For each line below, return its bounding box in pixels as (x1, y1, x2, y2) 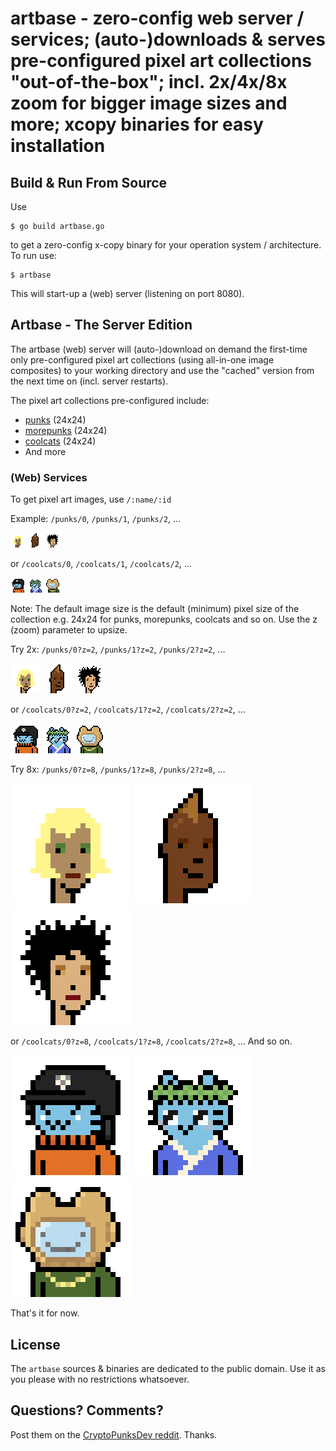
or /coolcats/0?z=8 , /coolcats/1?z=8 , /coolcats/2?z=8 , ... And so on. (10, 1035, 293, 1047)
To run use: (10, 250, 57, 261)
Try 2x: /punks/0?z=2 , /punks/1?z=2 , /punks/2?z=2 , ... (10, 643, 226, 656)
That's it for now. (10, 1307, 80, 1319)
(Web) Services (10, 470, 88, 484)
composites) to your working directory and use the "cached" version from (10, 364, 315, 376)
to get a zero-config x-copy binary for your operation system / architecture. (10, 239, 322, 251)
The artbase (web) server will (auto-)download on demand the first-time (10, 343, 308, 355)
